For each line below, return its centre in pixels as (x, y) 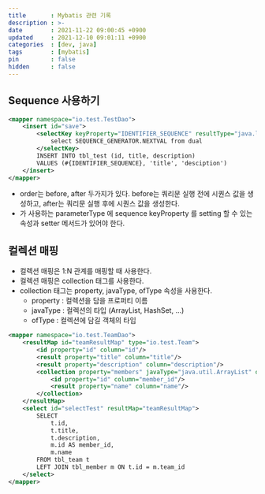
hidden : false (42, 67)
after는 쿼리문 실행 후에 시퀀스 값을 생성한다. (111, 204)
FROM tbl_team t (63, 460)
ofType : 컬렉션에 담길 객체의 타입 (84, 321)
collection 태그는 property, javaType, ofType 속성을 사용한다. (116, 291)
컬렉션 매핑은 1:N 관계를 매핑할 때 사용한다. (86, 271)
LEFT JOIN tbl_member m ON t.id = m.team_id (111, 467)
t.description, (75, 438)
